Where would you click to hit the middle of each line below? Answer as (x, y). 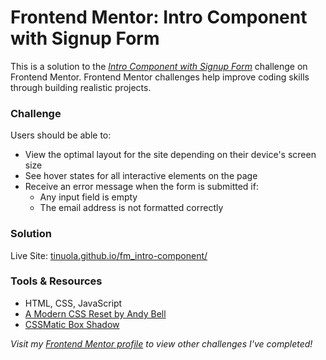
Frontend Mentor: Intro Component (159, 17)
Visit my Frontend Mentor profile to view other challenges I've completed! (161, 343)
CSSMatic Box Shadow (72, 324)
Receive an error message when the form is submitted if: (141, 187)
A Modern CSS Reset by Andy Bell (95, 313)
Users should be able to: (61, 135)
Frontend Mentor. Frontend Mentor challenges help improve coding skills (160, 77)
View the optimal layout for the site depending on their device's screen (170, 155)
